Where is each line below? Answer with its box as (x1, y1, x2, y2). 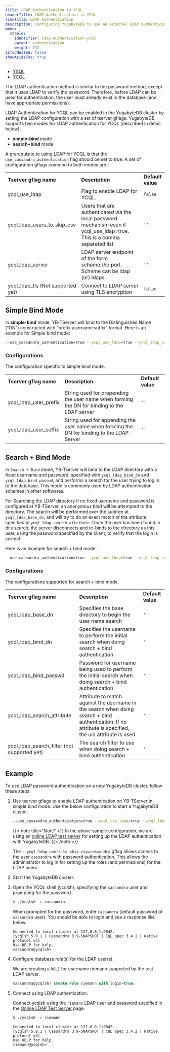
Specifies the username (79, 626, 136, 633)
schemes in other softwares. (5, 488, 65, 494)
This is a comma (81, 234, 120, 241)
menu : (5, 26, 17, 31)
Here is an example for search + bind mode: (5, 546, 97, 552)
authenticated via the (81, 209, 132, 216)
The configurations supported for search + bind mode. (5, 579, 119, 585)
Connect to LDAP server (81, 282, 139, 289)
